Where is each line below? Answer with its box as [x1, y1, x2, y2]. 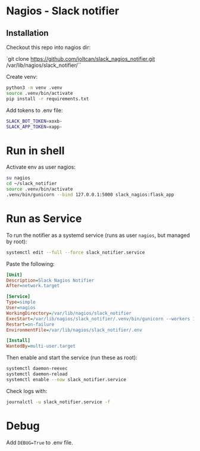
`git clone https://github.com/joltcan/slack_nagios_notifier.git [6, 55, 155, 62]
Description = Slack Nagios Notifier [6, 277, 95, 283]
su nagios [6, 175, 31, 181]
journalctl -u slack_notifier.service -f [6, 399, 111, 405]
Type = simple [6, 299, 36, 305]
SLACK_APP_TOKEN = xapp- [6, 123, 62, 129]
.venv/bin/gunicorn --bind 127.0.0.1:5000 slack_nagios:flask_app [6, 191, 174, 197]
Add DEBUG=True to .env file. [6, 438, 73, 446]
